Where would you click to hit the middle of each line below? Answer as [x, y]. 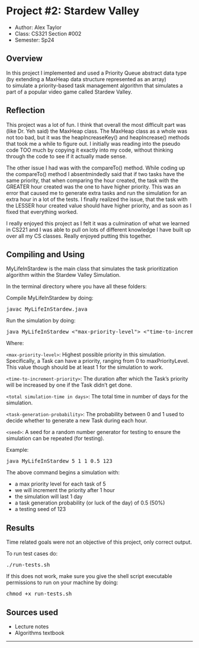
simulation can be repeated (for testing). [55, 438]
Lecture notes [32, 626]
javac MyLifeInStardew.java [47, 309]
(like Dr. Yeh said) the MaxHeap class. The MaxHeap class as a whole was [97, 131]
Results [20, 528]
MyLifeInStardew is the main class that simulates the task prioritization [92, 269]
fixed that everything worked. [42, 212]
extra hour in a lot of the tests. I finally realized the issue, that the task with [97, 199]
